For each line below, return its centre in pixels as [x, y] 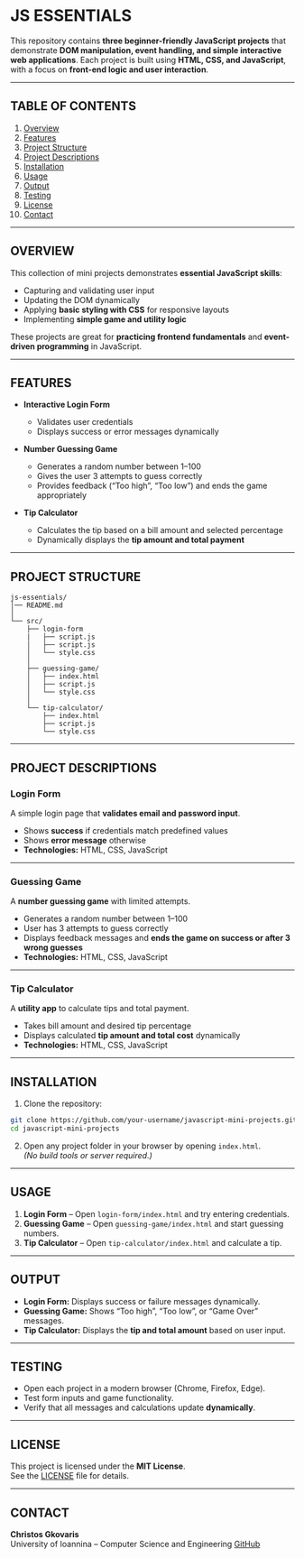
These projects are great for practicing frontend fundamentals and [136, 336]
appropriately [62, 495]
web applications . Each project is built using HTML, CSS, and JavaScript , [148, 60]
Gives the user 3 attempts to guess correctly [120, 476]
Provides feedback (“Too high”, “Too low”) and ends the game [152, 486]
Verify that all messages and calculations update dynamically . [139, 1407]
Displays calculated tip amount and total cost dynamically [132, 1036]
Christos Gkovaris [45, 1535]
